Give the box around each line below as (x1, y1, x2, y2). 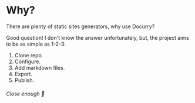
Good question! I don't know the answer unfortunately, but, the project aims (6, 34, 189, 41)
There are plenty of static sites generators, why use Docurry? (6, 23, 155, 30)
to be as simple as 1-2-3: (6, 40, 66, 47)
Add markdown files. (14, 64, 65, 71)
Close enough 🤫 (6, 90, 45, 97)
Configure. (14, 58, 41, 65)
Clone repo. (14, 51, 43, 59)
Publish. (14, 77, 35, 84)
